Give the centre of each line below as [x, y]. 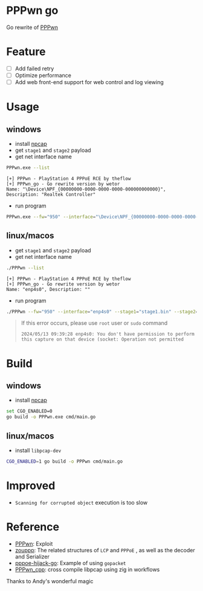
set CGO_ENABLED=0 [29, 411]
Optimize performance [43, 75]
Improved [31, 486]
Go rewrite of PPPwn [32, 27]
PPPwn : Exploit [34, 544]
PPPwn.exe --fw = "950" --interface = [51, 217]
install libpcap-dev [38, 450]
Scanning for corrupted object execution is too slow [81, 502]
